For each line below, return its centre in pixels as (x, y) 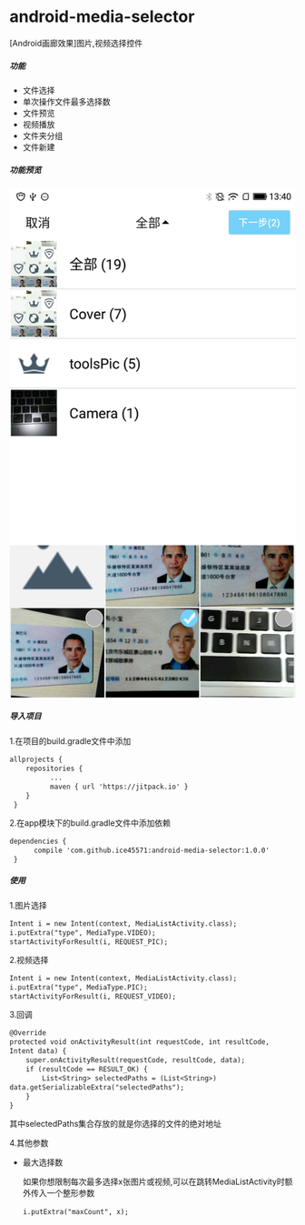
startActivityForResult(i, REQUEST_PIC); (89, 942)
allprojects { (36, 759)
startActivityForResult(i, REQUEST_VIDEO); (93, 996)
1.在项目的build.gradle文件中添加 (70, 741)
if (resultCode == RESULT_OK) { (87, 1069)
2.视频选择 (29, 959)
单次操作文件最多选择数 (66, 101)
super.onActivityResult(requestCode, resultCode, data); (136, 1060)
